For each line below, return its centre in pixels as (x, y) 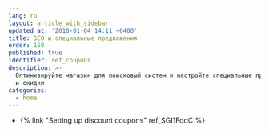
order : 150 (26, 46)
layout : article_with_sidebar (59, 23)
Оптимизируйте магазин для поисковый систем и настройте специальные (134, 75)
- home (26, 98)
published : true (35, 53)
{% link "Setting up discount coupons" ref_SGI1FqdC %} (112, 120)
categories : (28, 90)
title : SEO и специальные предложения (73, 38)
